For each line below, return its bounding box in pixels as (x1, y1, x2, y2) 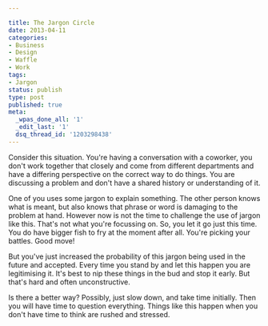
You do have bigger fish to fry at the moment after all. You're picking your (8, 227, 250, 237)
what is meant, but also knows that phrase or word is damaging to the (8, 202, 238, 211)
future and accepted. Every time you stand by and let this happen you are (8, 260, 250, 269)
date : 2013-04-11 (8, 26, 66, 34)
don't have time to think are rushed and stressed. (8, 309, 170, 319)
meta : (8, 108, 26, 116)
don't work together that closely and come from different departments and (8, 161, 254, 171)
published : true (8, 101, 62, 109)
